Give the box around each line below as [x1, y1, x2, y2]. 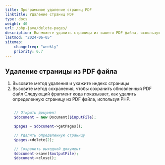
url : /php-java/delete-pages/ [5, 26, 68, 31]
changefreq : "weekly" [14, 44, 58, 49]
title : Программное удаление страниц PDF [5, 7, 92, 12]
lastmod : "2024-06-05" [5, 35, 52, 40]
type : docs [5, 16, 28, 21]
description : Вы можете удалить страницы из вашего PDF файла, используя [5, 30, 161, 35]
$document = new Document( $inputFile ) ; [14, 115, 97, 120]
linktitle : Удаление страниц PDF [5, 12, 74, 17]
